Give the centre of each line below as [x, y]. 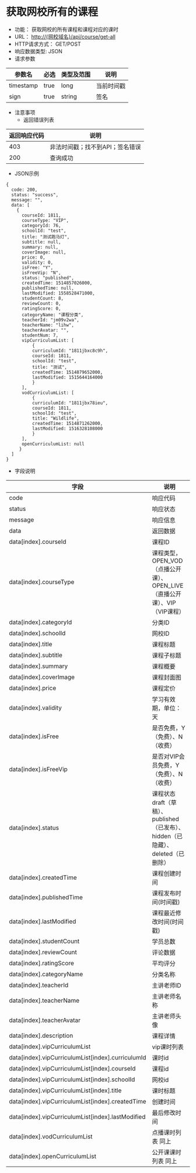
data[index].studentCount [44, 941]
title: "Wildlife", [56, 418]
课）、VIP [164, 602]
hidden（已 [167, 836]
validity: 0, [37, 262]
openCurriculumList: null [53, 444]
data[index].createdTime [43, 877]
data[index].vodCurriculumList [51, 1136]
